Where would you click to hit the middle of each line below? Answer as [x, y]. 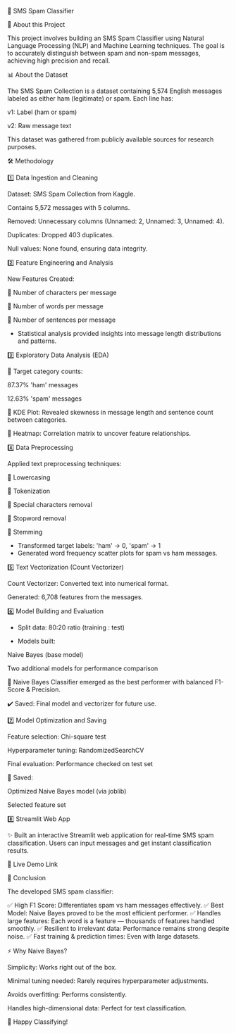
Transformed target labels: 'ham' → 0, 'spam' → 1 [89, 545]
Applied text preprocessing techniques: [64, 464]
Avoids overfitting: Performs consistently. [67, 994]
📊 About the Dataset [38, 75]
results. [18, 851]
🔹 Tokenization [29, 491]
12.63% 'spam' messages [45, 399]
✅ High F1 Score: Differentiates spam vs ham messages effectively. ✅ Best [116, 905]
